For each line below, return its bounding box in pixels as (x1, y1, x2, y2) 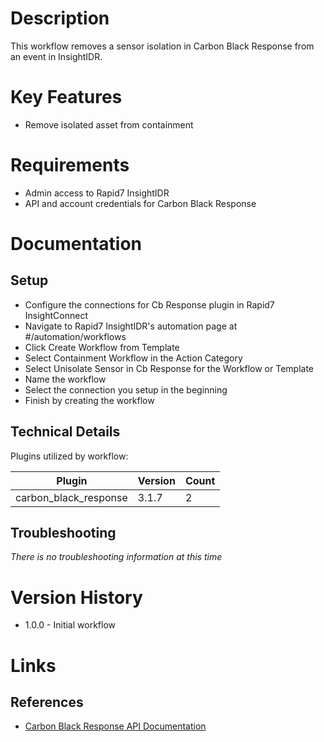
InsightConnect (24, 309, 88, 321)
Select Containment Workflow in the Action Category (24, 352, 243, 364)
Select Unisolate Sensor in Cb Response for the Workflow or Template (24, 362, 314, 374)
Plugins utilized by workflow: (10, 450, 129, 462)
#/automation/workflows (24, 330, 127, 342)
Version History (10, 586, 143, 609)
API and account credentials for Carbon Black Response (24, 197, 257, 209)
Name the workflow (24, 373, 107, 385)
